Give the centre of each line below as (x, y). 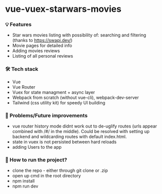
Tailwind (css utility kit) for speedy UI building (59, 102)
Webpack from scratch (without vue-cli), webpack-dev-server (76, 97)
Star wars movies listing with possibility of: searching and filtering (79, 35)
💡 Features (19, 25)
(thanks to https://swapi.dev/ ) (42, 40)
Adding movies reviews (36, 51)
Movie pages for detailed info (42, 46)
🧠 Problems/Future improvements (46, 115)
